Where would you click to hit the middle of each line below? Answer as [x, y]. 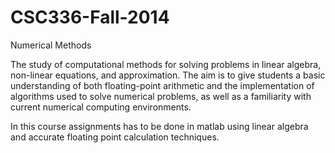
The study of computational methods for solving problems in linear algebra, [166, 64]
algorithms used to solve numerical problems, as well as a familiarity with [161, 96]
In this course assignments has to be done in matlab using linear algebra [159, 126]
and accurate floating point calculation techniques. [115, 137]
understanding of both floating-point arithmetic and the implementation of [162, 85]
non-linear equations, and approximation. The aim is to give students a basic [168, 75]
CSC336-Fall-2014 [90, 17]
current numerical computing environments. [101, 107]
